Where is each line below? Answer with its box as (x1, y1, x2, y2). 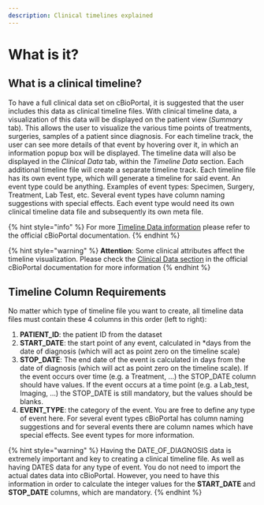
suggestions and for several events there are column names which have (19, 422, 254, 432)
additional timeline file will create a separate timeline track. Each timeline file (8, 165, 256, 174)
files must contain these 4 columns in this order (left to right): (8, 315, 207, 324)
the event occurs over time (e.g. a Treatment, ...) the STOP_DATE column (19, 372, 256, 381)
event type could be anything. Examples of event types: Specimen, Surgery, (8, 181, 255, 191)
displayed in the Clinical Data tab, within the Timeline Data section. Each (8, 156, 244, 166)
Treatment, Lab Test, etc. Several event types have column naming (8, 190, 225, 200)
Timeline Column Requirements (8, 286, 167, 299)
